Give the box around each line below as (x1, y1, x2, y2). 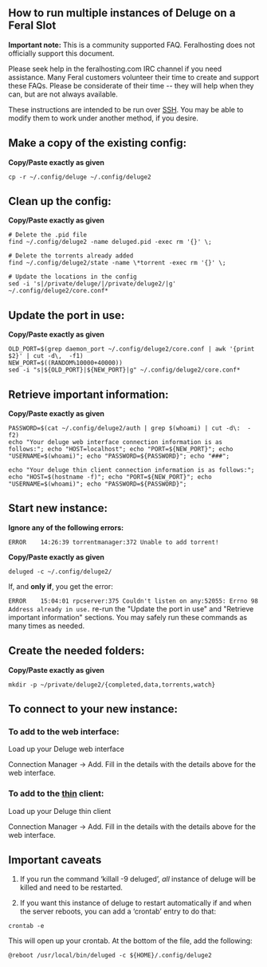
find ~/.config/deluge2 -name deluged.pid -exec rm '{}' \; (8, 238, 213, 246)
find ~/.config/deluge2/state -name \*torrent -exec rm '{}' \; (8, 259, 226, 267)
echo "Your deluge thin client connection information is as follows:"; (8, 466, 255, 474)
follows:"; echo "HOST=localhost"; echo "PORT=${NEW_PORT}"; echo (8, 446, 234, 454)
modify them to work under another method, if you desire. (8, 113, 199, 123)
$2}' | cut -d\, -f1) (8, 352, 84, 360)
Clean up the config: (8, 195, 112, 208)
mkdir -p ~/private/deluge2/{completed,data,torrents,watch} (8, 681, 216, 689)
